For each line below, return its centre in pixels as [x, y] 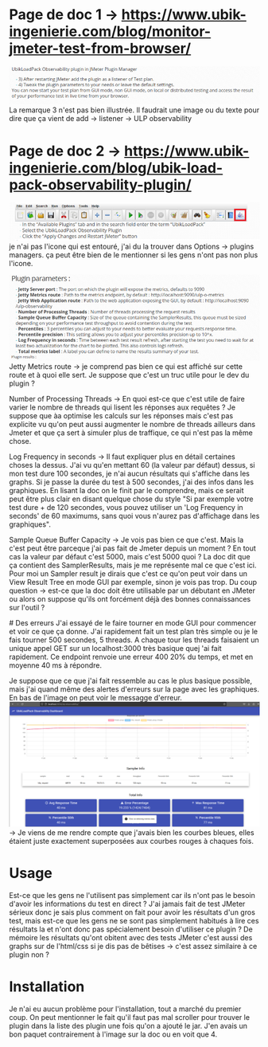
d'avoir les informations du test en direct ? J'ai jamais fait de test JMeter [127, 904]
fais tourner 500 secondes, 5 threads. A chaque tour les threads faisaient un [134, 640]
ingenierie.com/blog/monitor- [110, 31]
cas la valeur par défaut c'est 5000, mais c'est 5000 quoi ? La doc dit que [130, 557]
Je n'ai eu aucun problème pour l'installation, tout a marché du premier [125, 1009]
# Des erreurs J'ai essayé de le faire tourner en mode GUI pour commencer [133, 623]
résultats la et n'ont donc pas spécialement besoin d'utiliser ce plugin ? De [131, 929]
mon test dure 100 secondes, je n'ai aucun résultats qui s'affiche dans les [129, 474]
